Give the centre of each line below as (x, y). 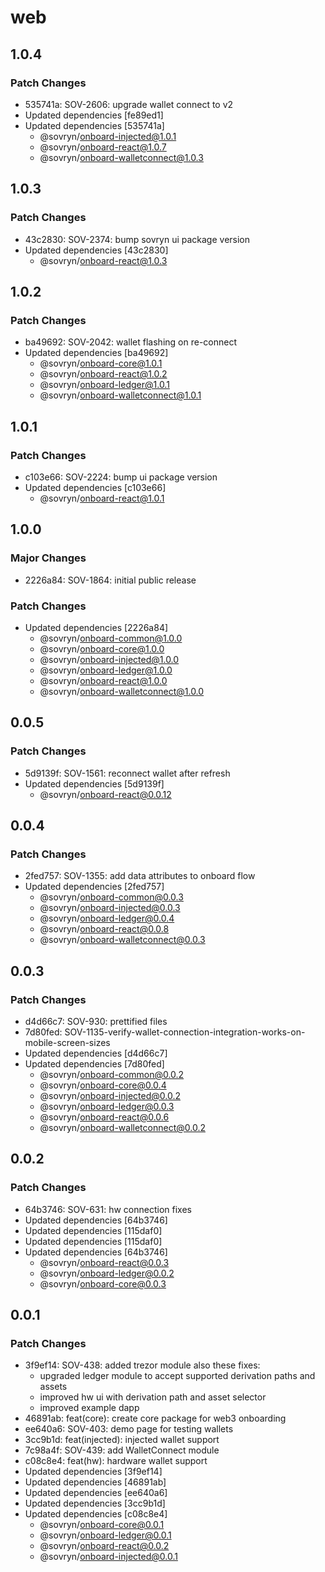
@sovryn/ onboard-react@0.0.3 (104, 1262)
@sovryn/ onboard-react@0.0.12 (105, 794)
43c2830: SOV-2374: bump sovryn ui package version (137, 239)
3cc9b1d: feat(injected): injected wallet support (122, 1440)
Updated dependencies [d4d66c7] (96, 1053)
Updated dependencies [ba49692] (96, 353)
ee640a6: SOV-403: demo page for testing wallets (129, 1429)
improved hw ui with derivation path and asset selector (153, 1397)
